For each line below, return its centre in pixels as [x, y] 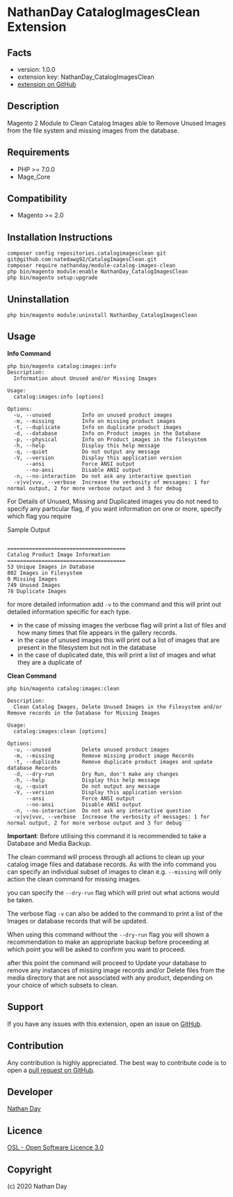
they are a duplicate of [49, 662]
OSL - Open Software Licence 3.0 [56, 1147]
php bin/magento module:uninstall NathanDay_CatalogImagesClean [102, 315]
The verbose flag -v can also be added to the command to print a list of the [115, 913]
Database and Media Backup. [49, 843]
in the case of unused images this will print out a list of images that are [119, 640]
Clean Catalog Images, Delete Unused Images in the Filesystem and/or [118, 707]
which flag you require [39, 516]
